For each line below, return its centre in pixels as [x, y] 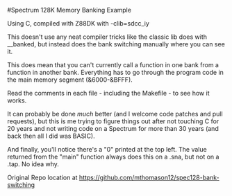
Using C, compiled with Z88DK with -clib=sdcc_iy [78, 23]
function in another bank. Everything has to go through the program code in [116, 72]
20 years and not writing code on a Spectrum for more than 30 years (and [113, 128]
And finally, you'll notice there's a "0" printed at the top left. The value [107, 149]
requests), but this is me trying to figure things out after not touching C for [113, 121]
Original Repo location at [42, 177]
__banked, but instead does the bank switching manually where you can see [116, 44]
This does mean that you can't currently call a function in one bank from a [113, 65]
